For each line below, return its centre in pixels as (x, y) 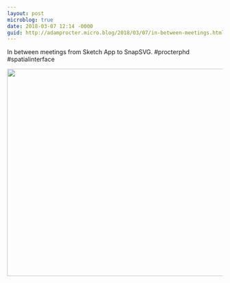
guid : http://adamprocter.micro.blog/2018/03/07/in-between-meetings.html (116, 33)
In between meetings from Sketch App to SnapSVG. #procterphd (99, 52)
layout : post (26, 13)
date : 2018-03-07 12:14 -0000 (50, 26)
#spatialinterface (31, 60)
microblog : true (30, 20)
